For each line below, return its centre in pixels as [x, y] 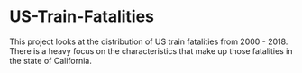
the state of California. [50, 60]
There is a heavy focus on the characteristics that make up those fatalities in [151, 50]
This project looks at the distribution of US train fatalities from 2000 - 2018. [149, 41]
